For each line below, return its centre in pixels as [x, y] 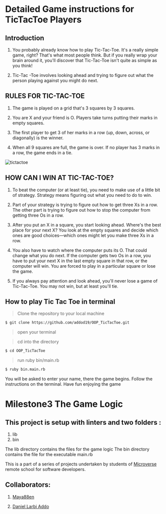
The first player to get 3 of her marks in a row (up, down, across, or [81, 132]
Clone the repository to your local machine [61, 314]
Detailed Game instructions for [70, 9]
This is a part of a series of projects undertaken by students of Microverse [81, 464]
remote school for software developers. [45, 469]
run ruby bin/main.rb [38, 360]
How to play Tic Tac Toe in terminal [60, 302]
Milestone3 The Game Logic [64, 404]
